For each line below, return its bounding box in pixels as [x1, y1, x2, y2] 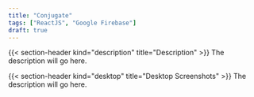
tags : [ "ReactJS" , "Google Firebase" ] [8, 19, 137, 27]
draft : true [8, 26, 48, 34]
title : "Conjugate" [8, 11, 73, 20]
